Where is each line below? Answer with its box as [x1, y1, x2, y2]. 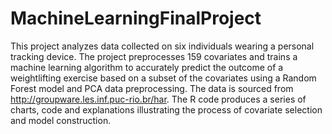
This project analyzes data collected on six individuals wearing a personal [10, 40, 315, 52]
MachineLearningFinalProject [10, 7, 262, 30]
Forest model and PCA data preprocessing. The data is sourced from [10, 82, 294, 94]
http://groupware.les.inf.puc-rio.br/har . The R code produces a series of [10, 93, 307, 105]
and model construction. [10, 114, 112, 126]
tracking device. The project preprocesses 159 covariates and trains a [10, 50, 298, 62]
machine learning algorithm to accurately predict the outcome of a [10, 61, 284, 73]
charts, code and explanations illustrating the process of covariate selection [10, 103, 323, 116]
